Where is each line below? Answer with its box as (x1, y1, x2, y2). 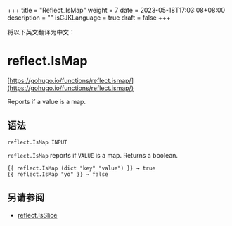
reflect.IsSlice (17, 211, 58, 219)
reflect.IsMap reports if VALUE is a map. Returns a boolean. (7, 151, 178, 159)
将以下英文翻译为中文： (7, 28, 75, 36)
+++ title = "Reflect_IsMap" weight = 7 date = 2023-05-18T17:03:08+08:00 (7, 6, 226, 14)
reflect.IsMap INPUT (7, 139, 68, 146)
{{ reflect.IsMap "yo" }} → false (7, 170, 109, 178)
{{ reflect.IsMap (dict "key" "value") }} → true (7, 165, 156, 172)
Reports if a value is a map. (7, 97, 86, 106)
